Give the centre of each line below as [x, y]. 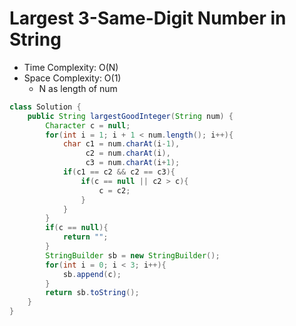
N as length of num [78, 88]
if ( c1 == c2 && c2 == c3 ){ [119, 172]
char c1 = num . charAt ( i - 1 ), [121, 144]
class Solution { [45, 107]
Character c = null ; [88, 125]
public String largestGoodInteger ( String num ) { [130, 116]
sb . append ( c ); [92, 274]
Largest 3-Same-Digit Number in [148, 18]
